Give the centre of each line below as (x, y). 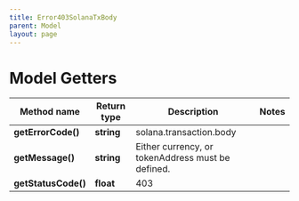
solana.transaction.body (186, 133)
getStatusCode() (50, 183)
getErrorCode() (47, 133)
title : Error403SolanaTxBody (63, 17)
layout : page (33, 34)
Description (193, 112)
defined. (153, 169)
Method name (49, 112)
